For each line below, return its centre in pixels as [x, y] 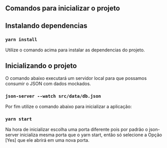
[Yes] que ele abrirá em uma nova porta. [47, 140]
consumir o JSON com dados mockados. [48, 83]
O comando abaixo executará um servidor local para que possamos [76, 78]
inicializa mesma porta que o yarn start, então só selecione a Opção [91, 135]
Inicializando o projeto [41, 66]
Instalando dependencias [46, 26]
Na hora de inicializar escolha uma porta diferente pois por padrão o [77, 130]
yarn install [21, 39]
